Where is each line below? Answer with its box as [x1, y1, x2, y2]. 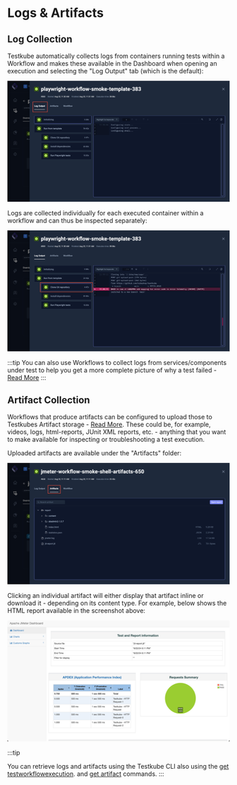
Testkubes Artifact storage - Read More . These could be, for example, [7, 420, 212, 429]
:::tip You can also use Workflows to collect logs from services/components [7, 359, 227, 367]
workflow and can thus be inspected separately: [7, 217, 147, 225]
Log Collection [7, 33, 73, 45]
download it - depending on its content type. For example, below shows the [7, 599, 227, 608]
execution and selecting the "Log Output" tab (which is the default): [7, 67, 204, 75]
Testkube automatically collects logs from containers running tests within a [7, 52, 225, 60]
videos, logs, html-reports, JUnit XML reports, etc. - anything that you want [7, 428, 226, 436]
